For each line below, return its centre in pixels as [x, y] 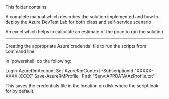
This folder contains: [26, 7]
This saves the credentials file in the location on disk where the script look [82, 86]
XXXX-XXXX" [19, 76]
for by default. [20, 91]
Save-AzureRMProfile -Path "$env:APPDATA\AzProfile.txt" [95, 76]
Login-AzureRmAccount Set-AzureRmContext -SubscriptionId [69, 71]
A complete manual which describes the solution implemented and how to [82, 17]
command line [20, 51]
